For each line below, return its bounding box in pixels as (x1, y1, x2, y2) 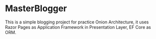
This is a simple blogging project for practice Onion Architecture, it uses (5, 19, 149, 25)
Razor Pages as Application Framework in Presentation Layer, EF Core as (5, 24, 151, 30)
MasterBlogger (5, 3, 67, 14)
